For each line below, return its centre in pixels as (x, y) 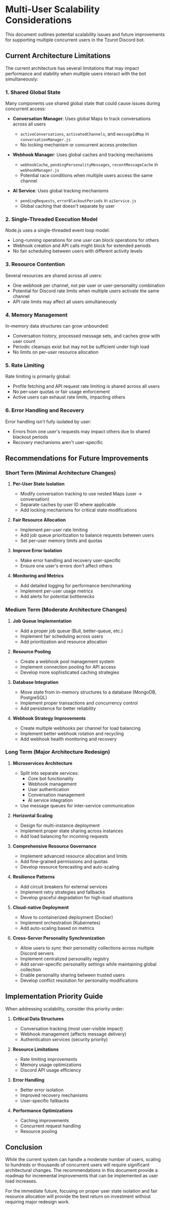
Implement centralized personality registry (65, 958)
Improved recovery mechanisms (54, 1095)
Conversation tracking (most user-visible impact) (72, 1028)
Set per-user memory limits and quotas (61, 541)
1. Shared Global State (33, 92)
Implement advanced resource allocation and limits (74, 856)
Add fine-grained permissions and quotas (64, 861)
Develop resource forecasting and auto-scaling (70, 867)
